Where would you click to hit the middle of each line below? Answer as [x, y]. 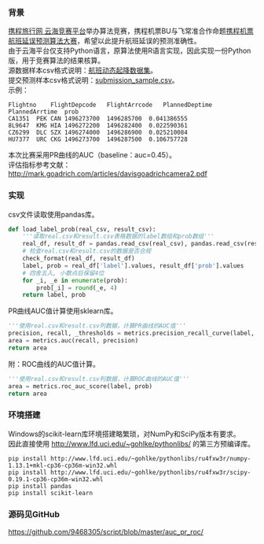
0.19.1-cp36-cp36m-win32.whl [56, 479]
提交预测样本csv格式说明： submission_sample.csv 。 [93, 80]
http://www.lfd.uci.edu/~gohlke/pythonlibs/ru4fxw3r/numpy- [150, 458]
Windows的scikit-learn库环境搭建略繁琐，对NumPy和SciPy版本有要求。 [125, 434]
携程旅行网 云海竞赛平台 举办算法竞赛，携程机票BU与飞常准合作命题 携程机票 [131, 31]
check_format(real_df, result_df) [79, 259]
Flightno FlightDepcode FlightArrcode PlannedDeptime [110, 105]
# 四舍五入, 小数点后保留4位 [63, 273]
